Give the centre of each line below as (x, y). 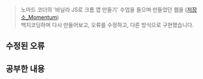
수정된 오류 (25, 46)
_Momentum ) (42, 17)
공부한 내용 (25, 69)
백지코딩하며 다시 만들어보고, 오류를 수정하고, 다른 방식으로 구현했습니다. (107, 25)
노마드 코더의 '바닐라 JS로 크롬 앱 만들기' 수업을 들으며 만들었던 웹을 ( (104, 9)
